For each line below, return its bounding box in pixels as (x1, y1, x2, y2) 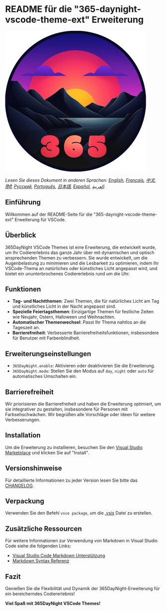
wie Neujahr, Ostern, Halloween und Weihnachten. (12, 314, 116, 320)
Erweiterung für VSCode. (14, 216, 66, 222)
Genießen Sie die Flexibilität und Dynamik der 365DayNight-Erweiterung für (5, 586, 160, 592)
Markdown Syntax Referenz (12, 558, 70, 564)
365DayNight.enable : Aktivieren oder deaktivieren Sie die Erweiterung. (12, 363, 156, 369)
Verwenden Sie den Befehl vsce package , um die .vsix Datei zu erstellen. (5, 510, 153, 516)
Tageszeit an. (12, 325, 40, 331)
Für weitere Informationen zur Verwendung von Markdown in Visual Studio (5, 538, 158, 544)
